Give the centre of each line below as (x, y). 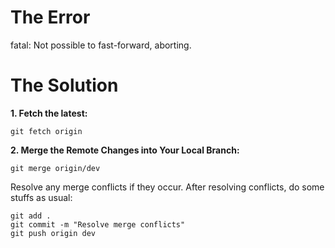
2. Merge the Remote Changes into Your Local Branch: (125, 150)
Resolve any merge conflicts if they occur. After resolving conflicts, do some (167, 187)
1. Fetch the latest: (49, 113)
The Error (50, 17)
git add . (31, 216)
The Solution (64, 85)
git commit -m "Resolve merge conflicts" (98, 224)
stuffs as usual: (41, 197)
